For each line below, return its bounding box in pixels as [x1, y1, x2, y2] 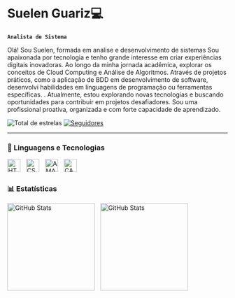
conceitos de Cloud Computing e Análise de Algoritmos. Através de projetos [7, 68, 227, 76]
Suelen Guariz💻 [7, 6, 104, 22]
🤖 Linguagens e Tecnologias [7, 143, 105, 152]
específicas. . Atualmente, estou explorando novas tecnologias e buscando [7, 90, 224, 99]
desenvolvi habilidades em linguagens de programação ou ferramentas [7, 83, 213, 91]
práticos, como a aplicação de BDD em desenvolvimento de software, [7, 75, 208, 84]
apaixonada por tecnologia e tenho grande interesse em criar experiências [7, 53, 222, 62]
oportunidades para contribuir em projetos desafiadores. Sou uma [7, 97, 198, 106]
